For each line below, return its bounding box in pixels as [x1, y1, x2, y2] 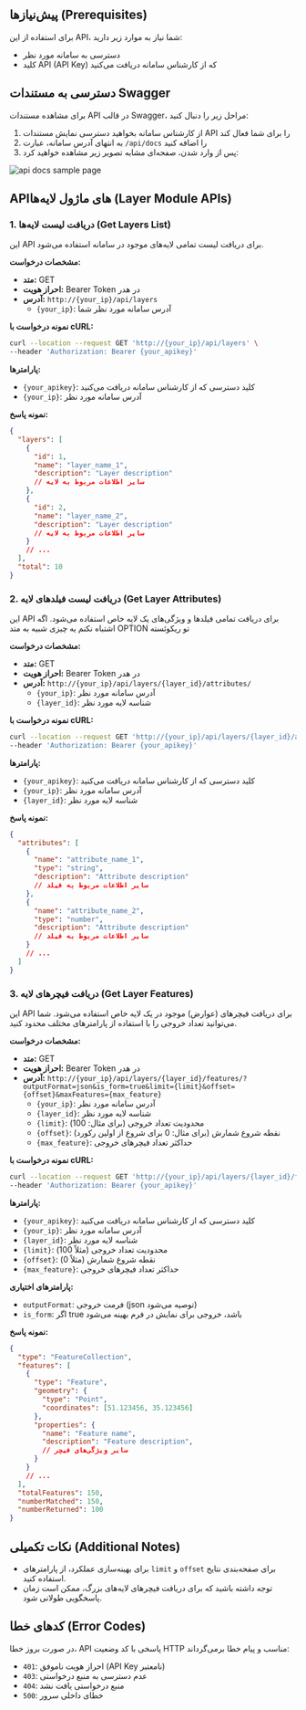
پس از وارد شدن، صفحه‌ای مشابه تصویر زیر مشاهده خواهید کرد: [22, 146, 240, 158]
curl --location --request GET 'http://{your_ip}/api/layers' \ [9, 339, 259, 348]
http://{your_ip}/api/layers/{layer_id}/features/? [46, 1075, 248, 1084]
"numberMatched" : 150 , [17, 1496, 104, 1505]
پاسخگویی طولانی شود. [22, 1592, 103, 1603]
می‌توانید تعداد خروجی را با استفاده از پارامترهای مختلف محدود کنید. [9, 1018, 237, 1029]
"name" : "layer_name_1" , [33, 460, 128, 469]
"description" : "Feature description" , [42, 1437, 194, 1446]
